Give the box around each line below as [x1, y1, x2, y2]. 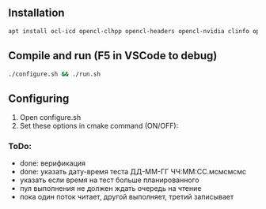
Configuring [8, 91, 70, 105]
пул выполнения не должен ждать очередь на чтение [19, 184, 202, 193]
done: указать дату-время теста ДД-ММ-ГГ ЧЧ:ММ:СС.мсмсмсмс [19, 167, 247, 177]
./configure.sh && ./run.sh [8, 70, 101, 78]
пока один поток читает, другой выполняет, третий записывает [19, 192, 234, 202]
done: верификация [19, 159, 85, 168]
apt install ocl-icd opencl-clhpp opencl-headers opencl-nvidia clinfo [8, 27, 249, 35]
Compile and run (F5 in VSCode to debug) [8, 49, 218, 62]
